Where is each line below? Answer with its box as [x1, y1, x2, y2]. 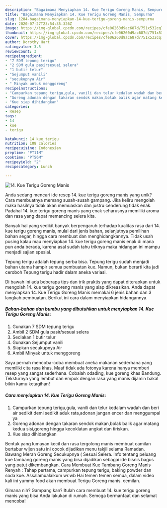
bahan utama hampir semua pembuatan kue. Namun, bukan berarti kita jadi [5, 264, 160, 270]
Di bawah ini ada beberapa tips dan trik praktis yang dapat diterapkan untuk [5, 279, 161, 285]
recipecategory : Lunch [5, 164, 52, 169]
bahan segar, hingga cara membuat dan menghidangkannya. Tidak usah [5, 233, 153, 239]
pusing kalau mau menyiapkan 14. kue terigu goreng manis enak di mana [5, 238, 154, 244]
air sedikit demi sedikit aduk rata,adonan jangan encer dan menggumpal [12, 410, 161, 416]
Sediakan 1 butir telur [12, 334, 56, 340]
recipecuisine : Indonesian [5, 146, 61, 151]
